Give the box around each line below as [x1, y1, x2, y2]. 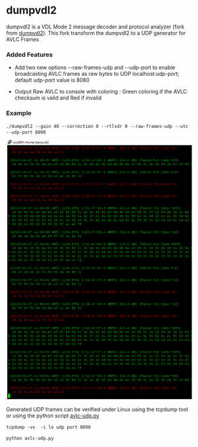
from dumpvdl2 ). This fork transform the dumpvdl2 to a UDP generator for [6, 29, 186, 36]
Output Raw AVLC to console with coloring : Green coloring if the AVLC [14, 88, 187, 95]
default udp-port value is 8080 [14, 76, 90, 83]
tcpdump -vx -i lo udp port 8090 [6, 424, 91, 430]
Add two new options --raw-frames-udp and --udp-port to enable [14, 64, 176, 71]
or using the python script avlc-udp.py [6, 412, 100, 419]
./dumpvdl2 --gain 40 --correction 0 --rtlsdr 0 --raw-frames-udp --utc [6, 123, 189, 129]
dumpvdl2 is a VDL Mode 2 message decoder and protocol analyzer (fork [6, 23, 184, 30]
